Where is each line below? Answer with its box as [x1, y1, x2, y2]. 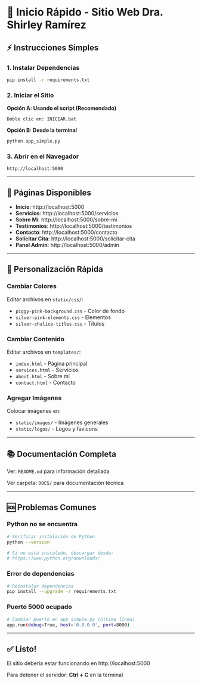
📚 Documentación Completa [7, 449, 117, 459]
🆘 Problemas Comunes [7, 502, 97, 512]
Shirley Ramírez [7, 18, 86, 32]
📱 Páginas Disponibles [7, 187, 91, 197]
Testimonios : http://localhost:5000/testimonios [15, 222, 132, 230]
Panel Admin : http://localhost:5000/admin [15, 242, 120, 249]
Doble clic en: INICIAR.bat [7, 116, 77, 122]
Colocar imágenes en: [7, 407, 61, 415]
